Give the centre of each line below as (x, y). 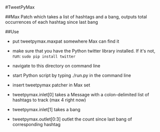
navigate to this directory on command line (56, 66)
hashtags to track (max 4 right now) (49, 100)
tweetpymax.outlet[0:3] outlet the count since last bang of (72, 119)
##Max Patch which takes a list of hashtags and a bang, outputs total (76, 17)
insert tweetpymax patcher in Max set (51, 85)
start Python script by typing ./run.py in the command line (72, 75)
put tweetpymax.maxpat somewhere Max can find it (66, 41)
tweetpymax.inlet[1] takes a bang (46, 109)
